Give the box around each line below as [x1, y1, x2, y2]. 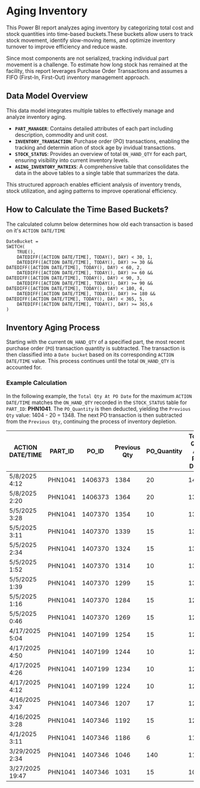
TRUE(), [17, 249, 36, 255]
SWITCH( [6, 243, 26, 249]
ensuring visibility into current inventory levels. [14, 157, 130, 164]
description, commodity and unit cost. [14, 131, 108, 138]
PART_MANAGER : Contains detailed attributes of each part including [14, 124, 173, 132]
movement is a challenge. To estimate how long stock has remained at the [6, 61, 188, 68]
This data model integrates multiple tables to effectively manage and [6, 106, 174, 114]
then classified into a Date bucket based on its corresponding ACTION [6, 351, 174, 358]
